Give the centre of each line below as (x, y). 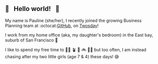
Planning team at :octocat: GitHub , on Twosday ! (52, 26)
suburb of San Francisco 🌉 (31, 40)
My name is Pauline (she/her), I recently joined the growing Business (73, 20)
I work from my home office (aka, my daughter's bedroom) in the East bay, (79, 35)
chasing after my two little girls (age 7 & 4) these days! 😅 (62, 56)
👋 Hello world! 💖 (32, 9)
